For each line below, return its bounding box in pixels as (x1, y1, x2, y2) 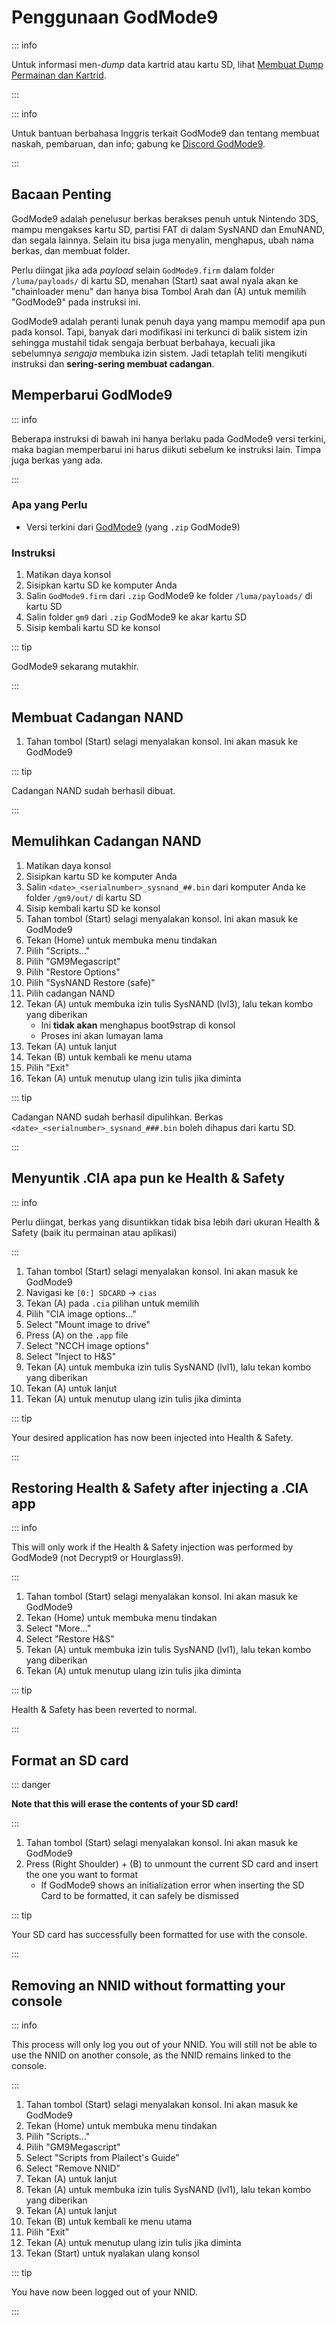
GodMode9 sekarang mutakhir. (11, 661, 139, 673)
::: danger (11, 1779, 51, 1791)
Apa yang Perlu (11, 498, 88, 512)
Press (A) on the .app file (25, 1329, 129, 1341)
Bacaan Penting (11, 186, 112, 203)
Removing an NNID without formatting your (11, 1977, 286, 1994)
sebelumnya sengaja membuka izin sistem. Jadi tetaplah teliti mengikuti (11, 347, 308, 359)
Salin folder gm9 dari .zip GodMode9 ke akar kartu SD (25, 611, 248, 623)
